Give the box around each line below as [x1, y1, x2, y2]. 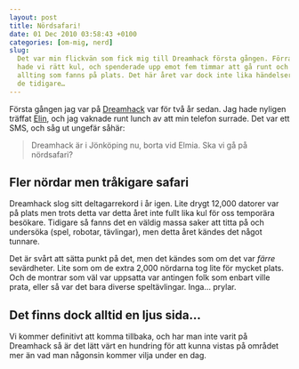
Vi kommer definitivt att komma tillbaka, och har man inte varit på [9, 331, 248, 342]
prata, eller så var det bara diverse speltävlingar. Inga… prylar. [9, 282, 237, 293]
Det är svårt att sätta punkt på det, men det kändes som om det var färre [9, 253, 276, 264]
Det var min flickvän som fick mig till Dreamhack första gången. [17, 54, 269, 63]
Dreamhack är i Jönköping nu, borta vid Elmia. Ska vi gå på [30, 140, 247, 150]
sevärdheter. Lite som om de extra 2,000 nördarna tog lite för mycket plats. [9, 263, 285, 274]
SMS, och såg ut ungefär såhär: [9, 122, 125, 133]
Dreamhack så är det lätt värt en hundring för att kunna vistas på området [9, 341, 279, 351]
